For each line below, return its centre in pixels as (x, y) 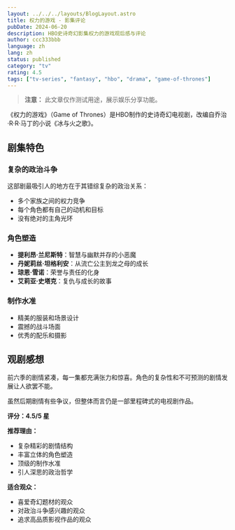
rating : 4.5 (24, 72)
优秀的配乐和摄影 (42, 335)
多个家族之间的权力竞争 (51, 201)
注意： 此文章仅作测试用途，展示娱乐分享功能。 (93, 100)
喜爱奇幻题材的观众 (45, 502)
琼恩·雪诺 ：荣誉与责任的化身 (58, 272)
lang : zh (20, 53)
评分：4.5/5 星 (28, 416)
